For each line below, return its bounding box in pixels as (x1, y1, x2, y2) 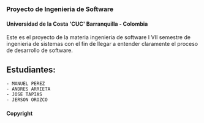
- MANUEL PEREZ (6, 80, 45, 87)
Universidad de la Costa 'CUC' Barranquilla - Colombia (6, 20, 148, 28)
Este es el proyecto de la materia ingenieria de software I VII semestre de (6, 34, 191, 41)
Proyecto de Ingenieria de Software (6, 5, 114, 13)
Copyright (6, 110, 33, 117)
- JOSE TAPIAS (6, 91, 43, 97)
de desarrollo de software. (6, 47, 74, 54)
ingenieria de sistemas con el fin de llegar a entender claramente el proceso (6, 40, 198, 48)
